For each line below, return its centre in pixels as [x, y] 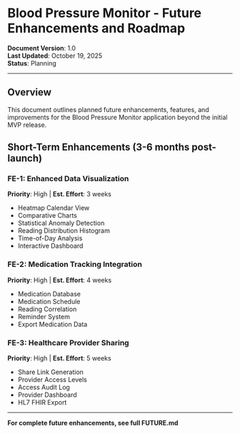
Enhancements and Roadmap [96, 28]
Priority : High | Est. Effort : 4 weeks [60, 280]
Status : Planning [32, 63]
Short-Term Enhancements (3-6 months [99, 147]
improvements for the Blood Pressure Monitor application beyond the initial [117, 117]
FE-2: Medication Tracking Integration [75, 264]
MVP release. [27, 125]
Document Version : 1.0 [42, 48]
